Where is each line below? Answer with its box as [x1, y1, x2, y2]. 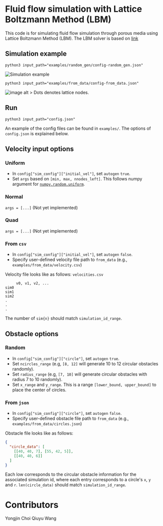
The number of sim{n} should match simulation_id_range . [5, 316, 122, 321]
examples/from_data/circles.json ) [12, 421, 82, 427]
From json [5, 399, 29, 406]
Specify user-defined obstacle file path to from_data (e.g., [12, 415, 129, 421]
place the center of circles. [12, 387, 67, 393]
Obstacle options [5, 329, 59, 338]
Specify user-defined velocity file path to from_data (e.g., [12, 257, 128, 263]
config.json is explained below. [5, 130, 69, 136]
